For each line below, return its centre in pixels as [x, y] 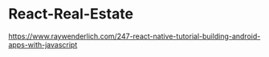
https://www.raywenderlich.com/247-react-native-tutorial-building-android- [134, 36]
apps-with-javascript [43, 44]
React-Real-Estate [71, 14]
